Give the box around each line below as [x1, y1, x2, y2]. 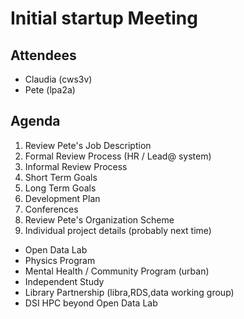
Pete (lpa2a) [24, 84, 76, 96]
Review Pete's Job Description [24, 139, 152, 151]
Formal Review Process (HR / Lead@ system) [24, 150, 212, 162]
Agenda [10, 113, 61, 130]
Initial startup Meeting [10, 7, 198, 30]
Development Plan [24, 192, 101, 204]
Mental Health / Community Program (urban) [24, 265, 210, 277]
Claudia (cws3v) [24, 73, 93, 85]
